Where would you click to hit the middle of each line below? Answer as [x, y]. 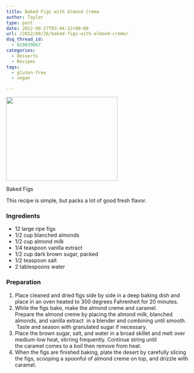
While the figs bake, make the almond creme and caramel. [86, 308]
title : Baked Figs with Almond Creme [53, 12]
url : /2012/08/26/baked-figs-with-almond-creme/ [67, 34]
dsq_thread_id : [25, 39]
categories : [21, 51]
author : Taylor [25, 17]
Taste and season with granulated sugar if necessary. [82, 327]
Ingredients [23, 216]
